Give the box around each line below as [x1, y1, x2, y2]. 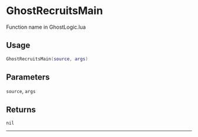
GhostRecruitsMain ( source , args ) [6, 56, 88, 62]
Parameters [6, 72, 50, 83]
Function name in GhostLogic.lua [6, 23, 86, 30]
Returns [6, 104, 37, 115]
